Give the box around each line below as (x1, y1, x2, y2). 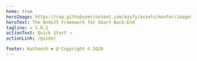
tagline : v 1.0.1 (6, 24, 49, 31)
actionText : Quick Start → (6, 30, 72, 36)
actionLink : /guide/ (6, 35, 57, 41)
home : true (6, 8, 33, 15)
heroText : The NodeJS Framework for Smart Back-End (6, 19, 135, 25)
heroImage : (6, 14, 33, 20)
